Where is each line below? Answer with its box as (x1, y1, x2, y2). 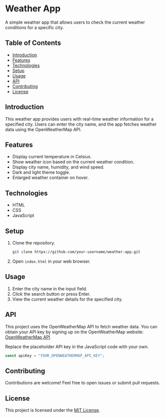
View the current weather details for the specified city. (12, 296, 123, 302)
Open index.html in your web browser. (12, 258, 91, 264)
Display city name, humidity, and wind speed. (12, 164, 105, 170)
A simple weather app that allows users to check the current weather (5, 19, 145, 25)
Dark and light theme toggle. (12, 170, 70, 175)
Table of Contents (5, 39, 62, 47)
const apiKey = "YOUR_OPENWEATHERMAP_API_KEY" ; (5, 353, 105, 358)
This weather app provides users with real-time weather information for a (5, 116, 154, 122)
